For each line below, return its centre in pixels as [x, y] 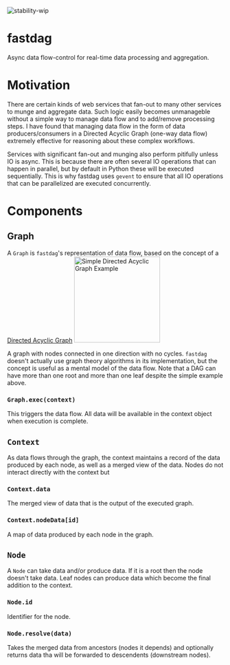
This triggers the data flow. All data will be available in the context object [110, 414]
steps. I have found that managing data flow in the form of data [96, 126]
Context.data [29, 489]
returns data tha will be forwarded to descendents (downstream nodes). [109, 655]
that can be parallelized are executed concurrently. [79, 183]
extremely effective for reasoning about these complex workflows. [101, 140]
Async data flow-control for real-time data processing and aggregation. [108, 57]
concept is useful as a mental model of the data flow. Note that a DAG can [112, 368]
